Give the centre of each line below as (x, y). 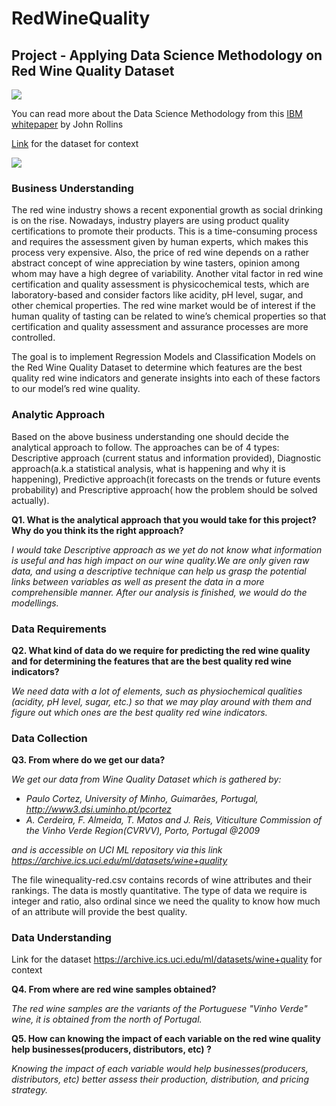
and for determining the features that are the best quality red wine (151, 661)
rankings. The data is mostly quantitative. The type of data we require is (159, 891)
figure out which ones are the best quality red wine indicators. (139, 712)
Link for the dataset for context (75, 143)
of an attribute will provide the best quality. (99, 912)
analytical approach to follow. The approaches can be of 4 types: (145, 447)
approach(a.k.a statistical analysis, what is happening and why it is (148, 468)
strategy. (29, 1090)
